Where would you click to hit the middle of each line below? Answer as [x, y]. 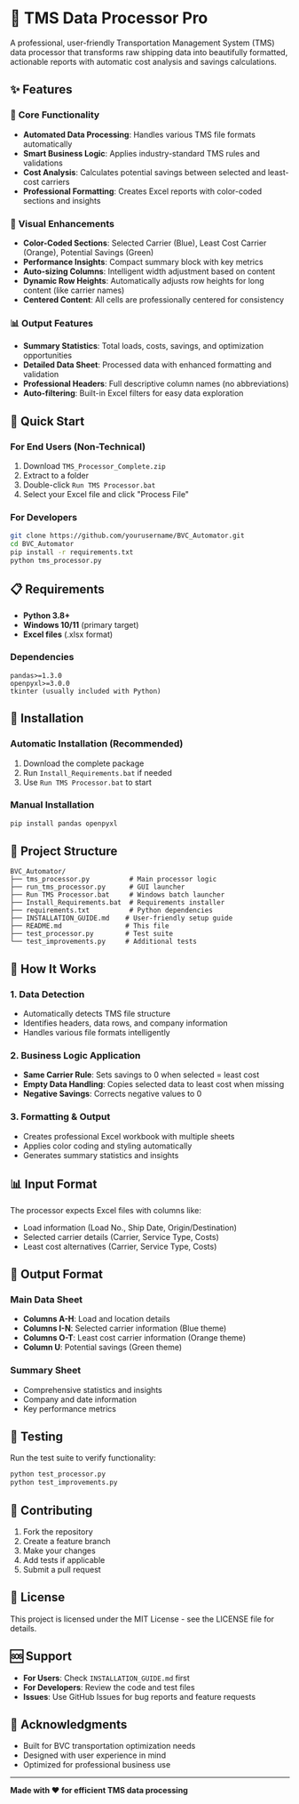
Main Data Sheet [47, 1300]
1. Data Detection [47, 994]
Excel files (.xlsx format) [68, 634]
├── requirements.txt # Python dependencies [112, 911]
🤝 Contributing [51, 1510]
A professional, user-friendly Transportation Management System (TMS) [142, 43]
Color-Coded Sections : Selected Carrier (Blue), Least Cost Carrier [145, 243]
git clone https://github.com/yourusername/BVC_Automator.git [127, 536]
